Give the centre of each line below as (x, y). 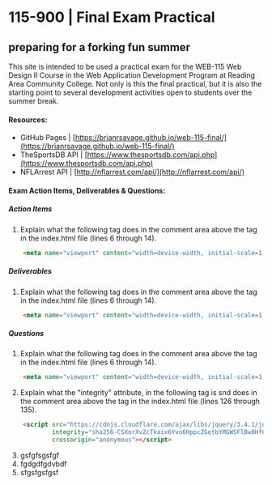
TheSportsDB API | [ (53, 155)
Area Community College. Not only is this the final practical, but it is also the (135, 84)
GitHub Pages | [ (47, 138)
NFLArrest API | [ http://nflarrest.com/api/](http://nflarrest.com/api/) (132, 172)
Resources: (28, 119)
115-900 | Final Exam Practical (112, 17)
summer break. (34, 101)
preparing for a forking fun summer (100, 47)
